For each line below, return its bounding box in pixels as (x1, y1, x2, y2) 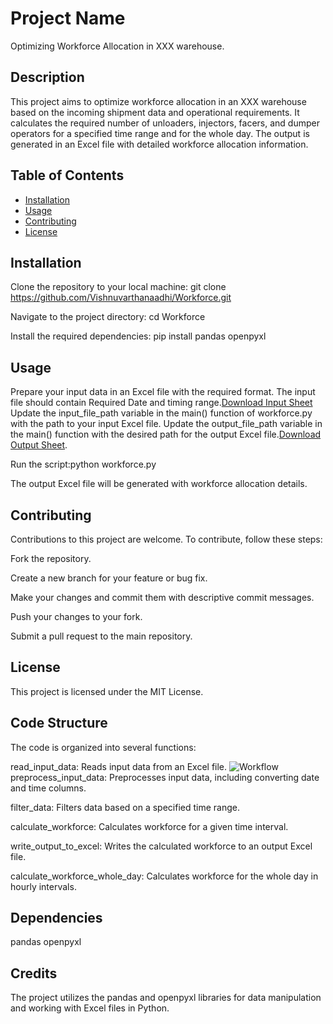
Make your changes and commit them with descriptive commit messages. (10, 592, 315, 603)
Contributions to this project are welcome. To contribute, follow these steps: (10, 533, 323, 545)
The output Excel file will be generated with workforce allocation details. (10, 478, 308, 490)
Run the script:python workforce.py (10, 458, 157, 471)
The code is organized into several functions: (10, 741, 197, 753)
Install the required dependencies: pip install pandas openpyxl (10, 330, 267, 342)
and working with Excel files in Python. (10, 1002, 170, 1014)
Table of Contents (10, 167, 125, 184)
